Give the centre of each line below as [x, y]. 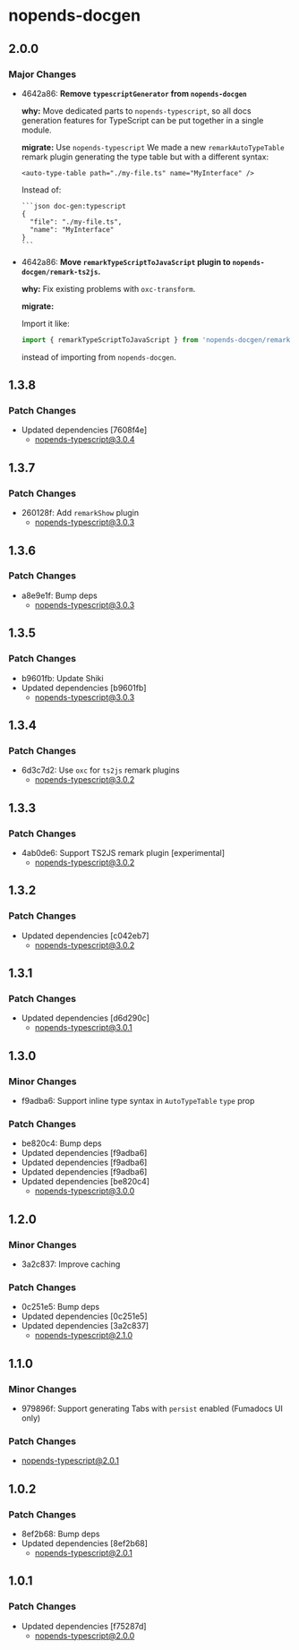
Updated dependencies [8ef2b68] [85, 1543]
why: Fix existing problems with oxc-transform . [108, 288]
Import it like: [46, 323]
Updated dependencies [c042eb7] [85, 936]
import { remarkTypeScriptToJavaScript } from [110, 340]
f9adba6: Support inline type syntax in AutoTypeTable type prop [138, 1100]
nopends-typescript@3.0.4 [85, 440]
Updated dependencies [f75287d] [84, 1626]
